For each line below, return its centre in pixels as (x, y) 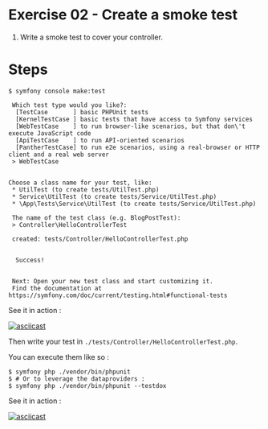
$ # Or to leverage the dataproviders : (77, 379)
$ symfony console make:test (57, 91)
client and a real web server (59, 155)
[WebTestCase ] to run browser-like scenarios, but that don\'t (131, 126)
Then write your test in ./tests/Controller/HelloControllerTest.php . (123, 341)
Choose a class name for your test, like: (80, 183)
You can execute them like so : (59, 357)
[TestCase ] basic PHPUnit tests (82, 112)
